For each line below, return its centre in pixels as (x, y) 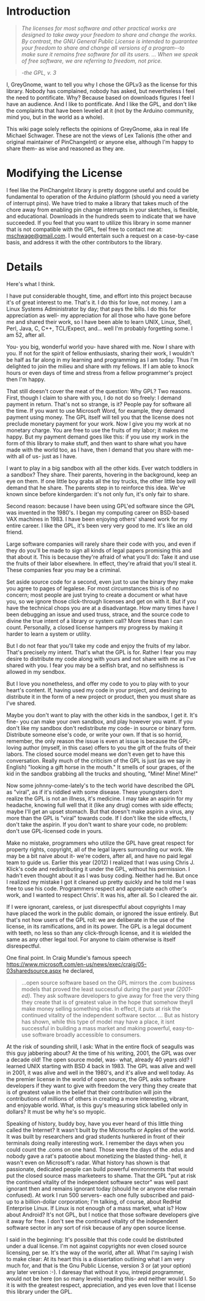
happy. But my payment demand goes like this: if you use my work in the (98, 437)
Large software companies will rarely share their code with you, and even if (101, 544)
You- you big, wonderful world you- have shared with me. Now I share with (101, 347)
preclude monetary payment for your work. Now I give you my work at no (99, 423)
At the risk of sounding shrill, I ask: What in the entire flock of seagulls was (100, 1046)
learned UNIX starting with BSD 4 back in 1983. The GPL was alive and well (101, 1066)
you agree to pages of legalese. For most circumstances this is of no (93, 588)
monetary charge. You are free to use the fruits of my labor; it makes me (97, 430)
